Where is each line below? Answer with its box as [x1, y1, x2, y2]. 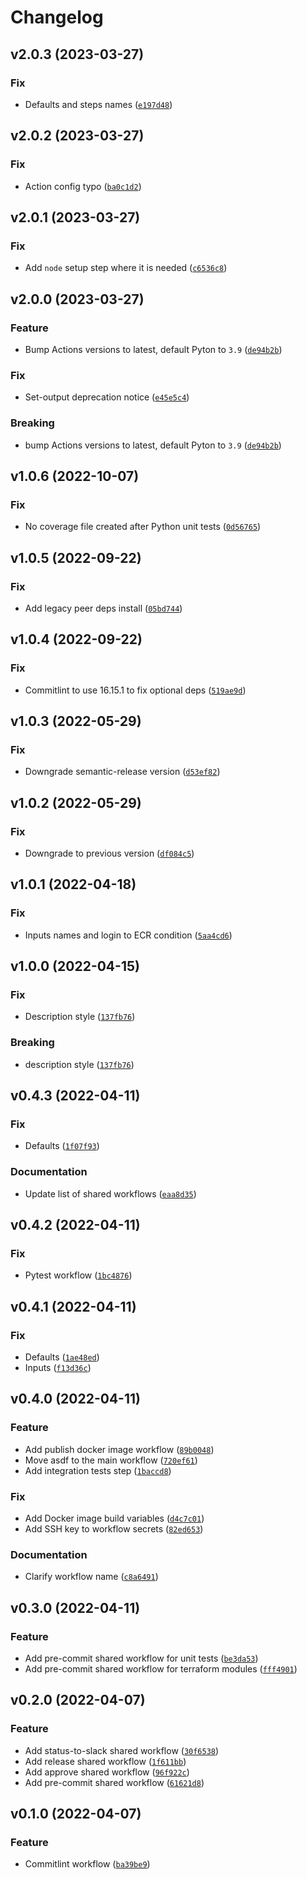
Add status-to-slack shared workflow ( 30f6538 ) [24, 1744, 220, 1756]
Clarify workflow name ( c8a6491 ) [24, 1571, 159, 1583]
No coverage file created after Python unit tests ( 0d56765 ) [24, 521, 262, 533]
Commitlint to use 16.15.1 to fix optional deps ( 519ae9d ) [24, 684, 247, 696]
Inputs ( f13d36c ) [24, 1362, 92, 1373]
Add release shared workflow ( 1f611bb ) [24, 1755, 187, 1767]
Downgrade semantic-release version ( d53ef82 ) [24, 766, 221, 778]
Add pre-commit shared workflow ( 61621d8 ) [24, 1776, 205, 1788]
